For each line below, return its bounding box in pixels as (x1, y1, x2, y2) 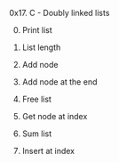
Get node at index (21, 111, 88, 121)
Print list (21, 25, 53, 35)
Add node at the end (21, 77, 98, 87)
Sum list (21, 128, 52, 139)
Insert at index (21, 146, 75, 156)
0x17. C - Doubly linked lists (9, 8, 110, 18)
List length (21, 42, 61, 53)
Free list (21, 94, 52, 104)
